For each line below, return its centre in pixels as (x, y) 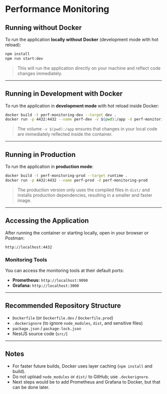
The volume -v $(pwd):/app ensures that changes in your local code (87, 129)
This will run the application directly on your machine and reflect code (89, 68)
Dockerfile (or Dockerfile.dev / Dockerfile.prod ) (63, 318)
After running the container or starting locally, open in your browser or (77, 233)
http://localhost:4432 (29, 247)
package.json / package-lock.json (47, 328)
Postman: (15, 238)
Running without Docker (43, 28)
